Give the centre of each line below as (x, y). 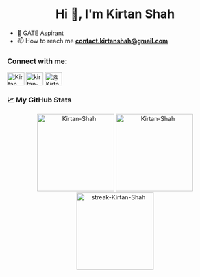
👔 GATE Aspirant (40, 33)
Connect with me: (37, 61)
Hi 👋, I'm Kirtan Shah (115, 14)
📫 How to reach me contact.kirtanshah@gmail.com (92, 41)
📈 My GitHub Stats (39, 100)
